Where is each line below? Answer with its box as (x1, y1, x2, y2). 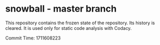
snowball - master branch (5, 3, 117, 15)
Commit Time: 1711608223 (5, 35, 61, 41)
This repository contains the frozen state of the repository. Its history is (5, 20, 155, 26)
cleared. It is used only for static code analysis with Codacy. (5, 25, 132, 31)
